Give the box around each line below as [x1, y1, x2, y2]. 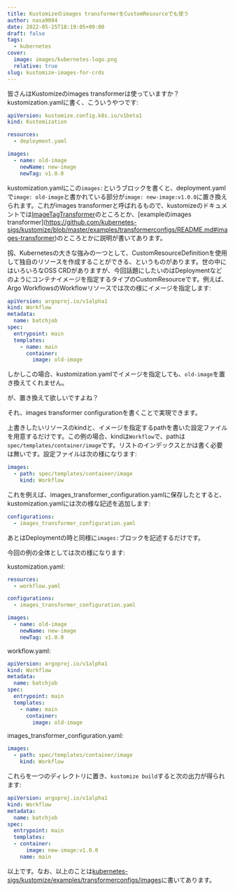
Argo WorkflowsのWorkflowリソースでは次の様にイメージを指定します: [7, 284, 211, 292]
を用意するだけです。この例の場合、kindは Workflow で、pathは [7, 433, 185, 441]
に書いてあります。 [160, 876, 215, 884]
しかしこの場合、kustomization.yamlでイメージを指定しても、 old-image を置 [7, 370, 226, 378]
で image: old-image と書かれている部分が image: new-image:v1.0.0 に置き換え [7, 192, 227, 201]
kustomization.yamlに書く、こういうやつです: [7, 98, 138, 106]
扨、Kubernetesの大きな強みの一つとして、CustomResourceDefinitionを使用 [7, 249, 228, 257]
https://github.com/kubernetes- [45, 218, 137, 226]
